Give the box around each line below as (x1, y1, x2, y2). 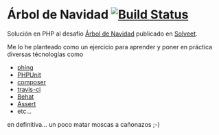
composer (16, 77, 47, 86)
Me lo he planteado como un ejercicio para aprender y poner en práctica (7, 42, 213, 51)
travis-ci (16, 85, 41, 93)
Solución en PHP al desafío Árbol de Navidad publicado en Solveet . (7, 29, 198, 38)
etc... (16, 107, 32, 115)
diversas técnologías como (7, 50, 84, 58)
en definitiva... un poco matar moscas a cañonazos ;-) (7, 120, 160, 128)
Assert (16, 99, 36, 108)
